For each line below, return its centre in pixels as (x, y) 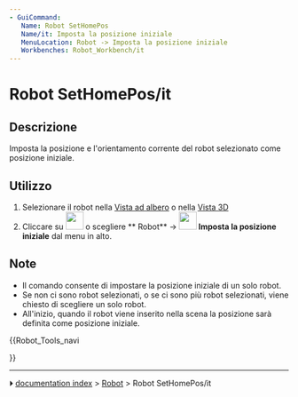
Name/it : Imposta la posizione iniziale (97, 34)
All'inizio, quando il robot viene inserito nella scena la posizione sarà (147, 314)
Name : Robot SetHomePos (65, 26)
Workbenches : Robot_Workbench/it (82, 51)
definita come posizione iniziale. (81, 323)
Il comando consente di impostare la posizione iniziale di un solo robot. (152, 285)
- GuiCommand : (35, 17)
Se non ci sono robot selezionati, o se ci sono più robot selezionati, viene (155, 295)
